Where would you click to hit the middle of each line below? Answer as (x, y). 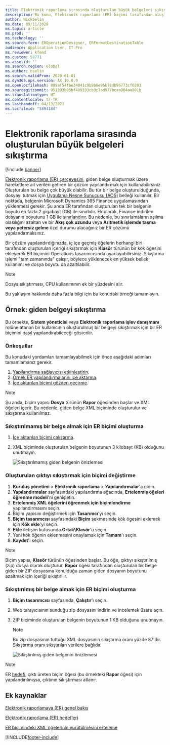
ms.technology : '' (25, 38)
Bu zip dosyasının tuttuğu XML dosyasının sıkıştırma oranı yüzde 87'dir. (87, 639)
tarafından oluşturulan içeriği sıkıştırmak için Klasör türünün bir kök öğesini (83, 248)
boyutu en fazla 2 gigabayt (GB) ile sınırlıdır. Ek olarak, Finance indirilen (79, 211)
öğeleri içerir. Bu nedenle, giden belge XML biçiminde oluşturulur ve (76, 408)
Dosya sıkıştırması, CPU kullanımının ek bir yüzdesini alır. (65, 284)
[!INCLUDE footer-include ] (32, 737)
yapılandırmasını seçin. (36, 508)
